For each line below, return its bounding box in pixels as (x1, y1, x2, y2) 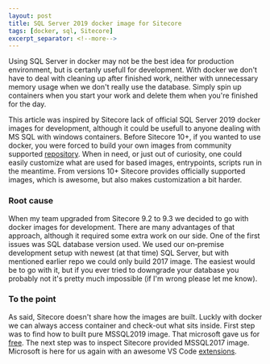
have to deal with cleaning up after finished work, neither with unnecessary (8, 73, 259, 83)
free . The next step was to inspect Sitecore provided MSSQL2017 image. (8, 337, 250, 347)
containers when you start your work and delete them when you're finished (8, 90, 259, 101)
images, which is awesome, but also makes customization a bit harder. (8, 175, 243, 185)
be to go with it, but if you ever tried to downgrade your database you (8, 265, 239, 274)
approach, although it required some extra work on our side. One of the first (8, 231, 260, 241)
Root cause (8, 195, 54, 207)
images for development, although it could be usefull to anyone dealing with (8, 123, 260, 133)
